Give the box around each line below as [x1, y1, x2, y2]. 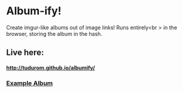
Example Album [6, 79, 53, 87]
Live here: [6, 48, 44, 58]
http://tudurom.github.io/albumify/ [6, 64, 96, 71]
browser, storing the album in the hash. [6, 30, 103, 37]
